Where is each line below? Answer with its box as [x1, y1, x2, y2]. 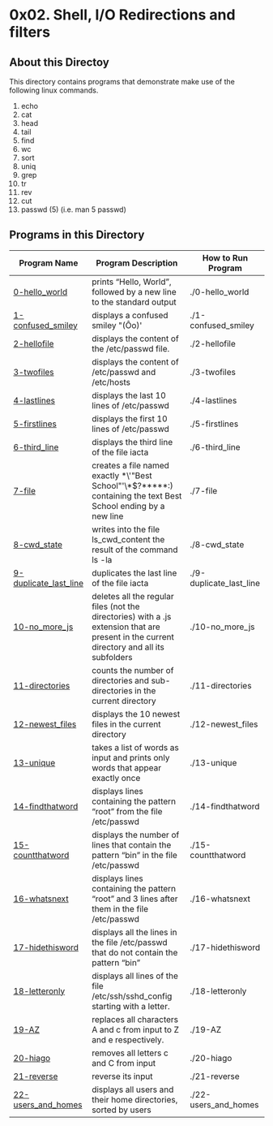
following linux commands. [9, 85, 99, 95]
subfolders [91, 651, 133, 662]
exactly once [91, 772, 141, 783]
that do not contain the [91, 947, 178, 958]
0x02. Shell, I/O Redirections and [9, 6, 236, 24]
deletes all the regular [91, 590, 174, 602]
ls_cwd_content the [91, 533, 165, 545]
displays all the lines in [91, 926, 177, 938]
